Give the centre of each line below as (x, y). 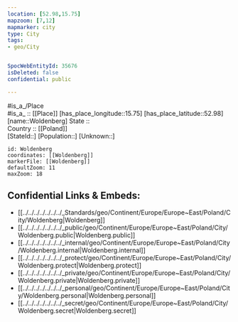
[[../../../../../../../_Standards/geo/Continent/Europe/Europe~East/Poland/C (124, 213)
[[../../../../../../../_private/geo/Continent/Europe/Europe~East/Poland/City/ (124, 273)
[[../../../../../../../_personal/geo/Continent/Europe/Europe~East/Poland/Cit (124, 288)
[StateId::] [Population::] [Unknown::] (61, 136)
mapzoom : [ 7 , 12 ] (31, 21)
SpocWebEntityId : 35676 (43, 66)
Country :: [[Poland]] (37, 128)
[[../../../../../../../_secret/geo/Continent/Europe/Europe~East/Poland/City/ (123, 304)
